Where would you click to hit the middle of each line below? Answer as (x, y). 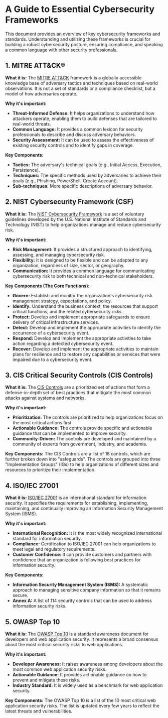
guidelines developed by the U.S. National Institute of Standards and (76, 219)
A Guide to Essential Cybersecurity (80, 9)
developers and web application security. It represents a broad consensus (82, 639)
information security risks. (39, 606)
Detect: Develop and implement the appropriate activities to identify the (87, 327)
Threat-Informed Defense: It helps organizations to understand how (83, 113)
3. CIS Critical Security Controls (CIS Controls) (79, 375)
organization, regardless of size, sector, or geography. (68, 265)
